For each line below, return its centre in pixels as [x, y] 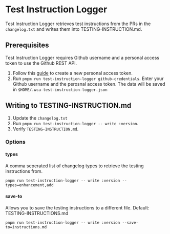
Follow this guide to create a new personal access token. [73, 73]
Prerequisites [27, 45]
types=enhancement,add [29, 185]
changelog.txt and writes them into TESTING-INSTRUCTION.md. [74, 29]
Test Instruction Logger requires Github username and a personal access [82, 57]
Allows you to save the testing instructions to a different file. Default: [77, 208]
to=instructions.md [26, 227]
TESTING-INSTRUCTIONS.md [37, 213]
